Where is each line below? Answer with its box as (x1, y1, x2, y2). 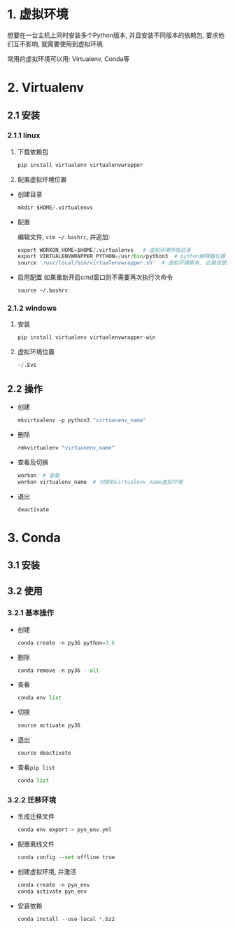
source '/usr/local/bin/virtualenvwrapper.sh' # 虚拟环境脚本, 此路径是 (17, 260, 227, 267)
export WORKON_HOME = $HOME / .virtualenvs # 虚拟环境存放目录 (17, 246, 191, 253)
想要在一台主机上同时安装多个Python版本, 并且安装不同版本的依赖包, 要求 (7, 31, 219, 39)
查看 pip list (17, 763, 56, 772)
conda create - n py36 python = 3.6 (17, 639, 115, 646)
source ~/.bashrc (17, 287, 69, 295)
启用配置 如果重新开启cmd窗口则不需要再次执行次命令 (17, 273, 173, 281)
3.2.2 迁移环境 (7, 795, 57, 805)
